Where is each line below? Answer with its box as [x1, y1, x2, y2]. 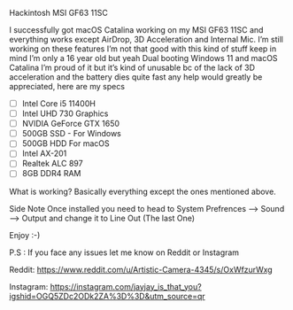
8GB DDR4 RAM [21, 168, 81, 179]
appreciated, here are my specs [9, 81, 126, 91]
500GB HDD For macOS [21, 138, 110, 149]
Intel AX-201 [21, 148, 67, 159]
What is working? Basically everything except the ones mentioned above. [9, 186, 276, 197]
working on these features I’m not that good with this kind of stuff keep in [9, 43, 277, 54]
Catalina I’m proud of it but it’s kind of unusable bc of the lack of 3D [9, 62, 255, 73]
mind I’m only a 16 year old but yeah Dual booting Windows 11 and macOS [9, 53, 278, 63]
